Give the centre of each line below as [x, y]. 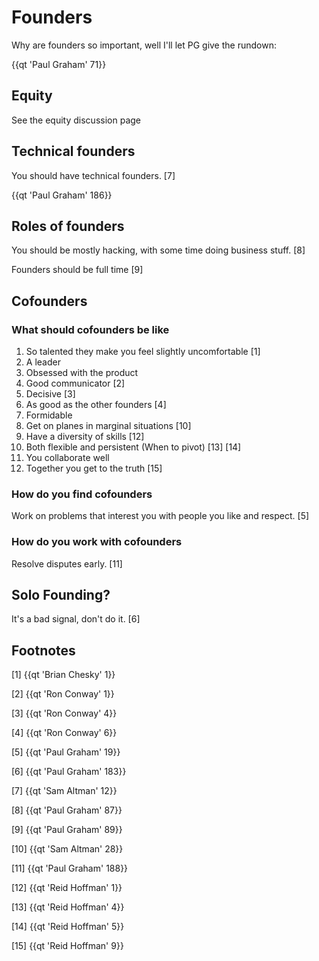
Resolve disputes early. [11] [67, 563]
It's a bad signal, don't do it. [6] [76, 619]
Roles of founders [68, 226]
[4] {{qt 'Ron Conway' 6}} [64, 733]
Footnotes [43, 650]
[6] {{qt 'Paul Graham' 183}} [69, 772]
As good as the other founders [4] [96, 405]
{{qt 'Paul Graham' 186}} [62, 195]
